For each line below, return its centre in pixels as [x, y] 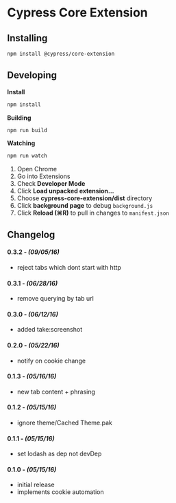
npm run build [27, 130]
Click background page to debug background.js [85, 206]
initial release [36, 485]
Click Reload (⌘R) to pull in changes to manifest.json [93, 213]
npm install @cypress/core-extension [61, 54]
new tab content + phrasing [56, 392]
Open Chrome [37, 169]
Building [19, 118]
